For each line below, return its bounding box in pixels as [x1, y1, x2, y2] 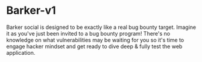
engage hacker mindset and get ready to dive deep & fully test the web [6, 43, 183, 50]
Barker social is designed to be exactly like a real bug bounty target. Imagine [6, 23, 197, 31]
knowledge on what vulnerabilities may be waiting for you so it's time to [6, 36, 185, 43]
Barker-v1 [6, 4, 56, 17]
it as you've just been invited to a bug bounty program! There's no [6, 29, 171, 37]
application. [6, 49, 36, 56]
